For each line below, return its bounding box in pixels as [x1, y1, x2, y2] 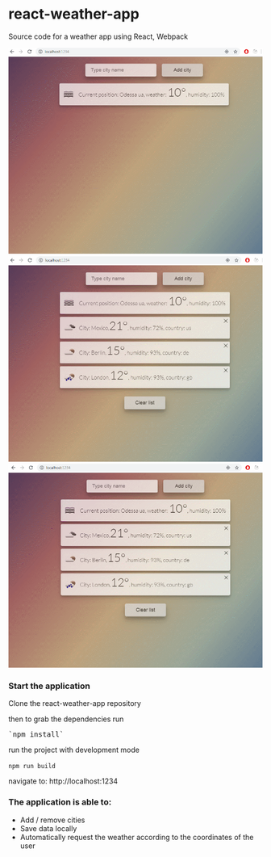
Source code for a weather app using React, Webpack [8, 32, 189, 41]
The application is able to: [8, 796, 112, 808]
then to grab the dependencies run [8, 714, 124, 724]
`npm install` [8, 730, 65, 739]
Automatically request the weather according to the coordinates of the [19, 832, 254, 842]
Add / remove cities [19, 815, 85, 825]
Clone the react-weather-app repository [8, 699, 141, 708]
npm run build [8, 762, 56, 771]
